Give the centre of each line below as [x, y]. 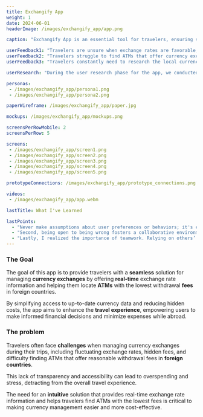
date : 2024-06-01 [28, 23]
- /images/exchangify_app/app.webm [53, 199]
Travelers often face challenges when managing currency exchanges [93, 345]
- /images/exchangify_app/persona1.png [59, 89]
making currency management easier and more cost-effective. [84, 407]
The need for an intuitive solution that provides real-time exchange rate [96, 394]
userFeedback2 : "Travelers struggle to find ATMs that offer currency [97, 56]
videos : [16, 194]
